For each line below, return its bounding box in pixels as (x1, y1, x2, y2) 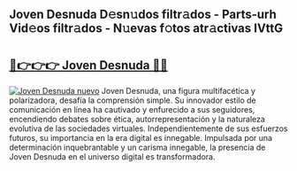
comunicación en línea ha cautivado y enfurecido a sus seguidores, (9, 105, 255, 114)
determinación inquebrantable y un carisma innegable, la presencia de (9, 142, 266, 152)
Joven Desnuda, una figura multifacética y (101, 86, 256, 96)
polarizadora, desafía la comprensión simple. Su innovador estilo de (9, 95, 256, 105)
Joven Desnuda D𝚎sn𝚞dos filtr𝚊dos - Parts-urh (9, 7, 277, 22)
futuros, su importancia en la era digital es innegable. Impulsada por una (9, 133, 272, 143)
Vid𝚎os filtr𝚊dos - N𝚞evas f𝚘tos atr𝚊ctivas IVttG (9, 21, 284, 36)
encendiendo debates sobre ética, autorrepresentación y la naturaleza (9, 114, 265, 124)
